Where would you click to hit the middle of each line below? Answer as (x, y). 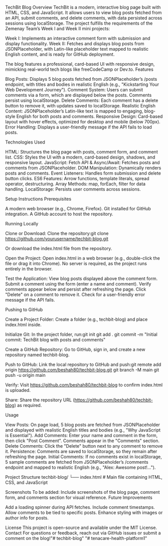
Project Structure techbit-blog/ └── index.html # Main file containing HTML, (84, 477)
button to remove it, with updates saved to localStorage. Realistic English (80, 106)
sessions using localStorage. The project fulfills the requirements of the (79, 23)
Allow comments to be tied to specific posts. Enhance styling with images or (84, 512)
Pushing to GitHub (24, 310)
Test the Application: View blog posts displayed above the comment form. (81, 279)
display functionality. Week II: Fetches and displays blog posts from (75, 44)
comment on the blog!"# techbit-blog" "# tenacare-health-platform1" (76, 538)
